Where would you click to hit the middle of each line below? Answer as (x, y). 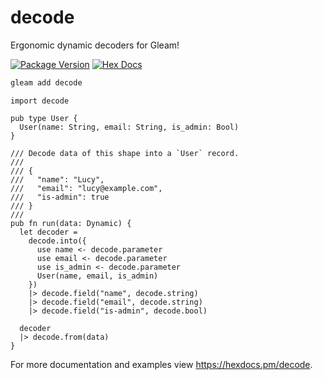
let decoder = (48, 232)
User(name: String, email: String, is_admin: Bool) (129, 127)
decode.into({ (57, 241)
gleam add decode (46, 82)
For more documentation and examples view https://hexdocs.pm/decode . (161, 364)
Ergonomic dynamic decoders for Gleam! (95, 45)
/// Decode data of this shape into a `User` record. (125, 153)
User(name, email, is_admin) (97, 276)
